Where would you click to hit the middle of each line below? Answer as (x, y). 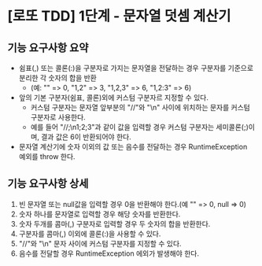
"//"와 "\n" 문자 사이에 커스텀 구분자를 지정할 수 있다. (100, 243)
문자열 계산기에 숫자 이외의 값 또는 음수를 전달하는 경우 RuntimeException (133, 147)
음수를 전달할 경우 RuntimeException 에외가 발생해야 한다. (109, 253)
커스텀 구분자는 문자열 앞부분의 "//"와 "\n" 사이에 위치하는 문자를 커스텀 (140, 107)
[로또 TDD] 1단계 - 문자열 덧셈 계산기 (119, 16)
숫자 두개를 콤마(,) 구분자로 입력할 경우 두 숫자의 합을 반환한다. (114, 224)
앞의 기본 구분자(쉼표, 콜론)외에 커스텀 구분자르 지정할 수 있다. (114, 98)
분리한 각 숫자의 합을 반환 (58, 78)
